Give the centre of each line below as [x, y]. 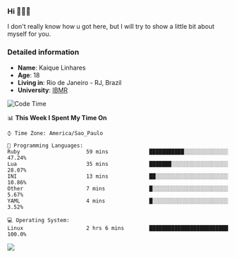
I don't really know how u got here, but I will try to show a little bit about [111, 27]
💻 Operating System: [39, 220]
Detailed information [43, 52]
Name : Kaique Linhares [51, 67]
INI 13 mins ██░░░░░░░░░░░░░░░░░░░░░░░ [118, 176]
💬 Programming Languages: [45, 146]
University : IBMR [43, 90]
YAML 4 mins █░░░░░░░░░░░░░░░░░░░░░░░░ [118, 201]
